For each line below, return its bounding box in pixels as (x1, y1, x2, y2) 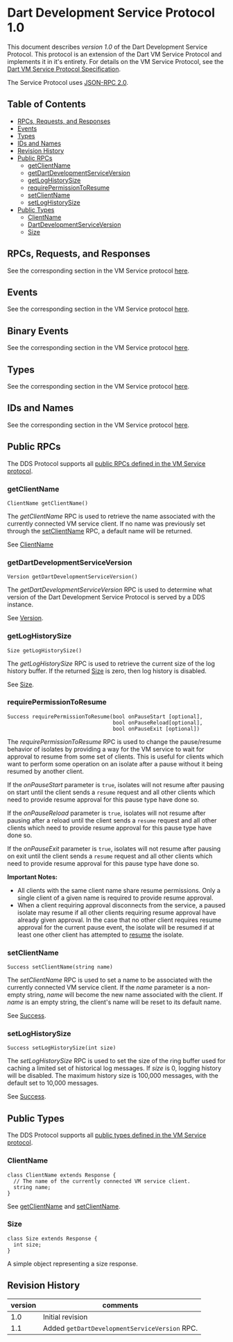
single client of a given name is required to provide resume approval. (17, 894, 214, 902)
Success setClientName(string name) (7, 964, 113, 971)
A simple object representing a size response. (7, 1259, 138, 1268)
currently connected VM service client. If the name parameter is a (7, 983, 196, 992)
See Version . (7, 614, 44, 622)
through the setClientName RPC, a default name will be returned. (7, 526, 193, 535)
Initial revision (42, 1312, 88, 1322)
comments (102, 1300, 139, 1310)
